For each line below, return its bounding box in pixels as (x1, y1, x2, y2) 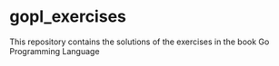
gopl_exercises (9, 6, 127, 27)
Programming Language (9, 45, 100, 56)
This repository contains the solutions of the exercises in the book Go (9, 36, 270, 47)
